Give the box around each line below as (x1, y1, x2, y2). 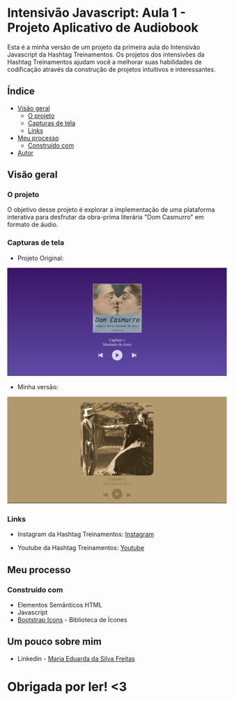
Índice (7, 85, 35, 97)
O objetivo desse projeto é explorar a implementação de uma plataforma (7, 205, 215, 214)
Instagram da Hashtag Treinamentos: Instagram (17, 530, 155, 539)
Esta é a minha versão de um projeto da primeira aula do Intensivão (7, 43, 201, 51)
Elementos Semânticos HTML (17, 600, 102, 609)
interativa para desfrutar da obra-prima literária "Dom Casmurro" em (7, 213, 204, 222)
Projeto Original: (17, 254, 64, 262)
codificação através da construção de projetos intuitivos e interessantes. (7, 65, 216, 73)
